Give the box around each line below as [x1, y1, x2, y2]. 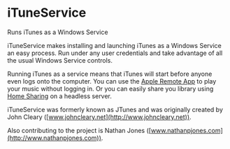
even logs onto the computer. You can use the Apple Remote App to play [7, 77, 217, 85]
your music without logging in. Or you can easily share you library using [7, 84, 214, 93]
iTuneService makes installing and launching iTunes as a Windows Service [7, 41, 222, 49]
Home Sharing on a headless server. [7, 92, 112, 100]
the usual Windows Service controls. [7, 56, 113, 64]
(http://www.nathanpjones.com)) [7, 134, 101, 142]
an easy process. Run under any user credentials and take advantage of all [7, 49, 223, 57]
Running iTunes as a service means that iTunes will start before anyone [7, 70, 213, 78]
